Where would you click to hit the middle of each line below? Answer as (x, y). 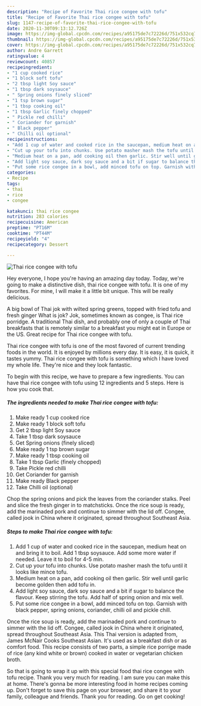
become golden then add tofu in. (55, 585)
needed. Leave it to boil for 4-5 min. (59, 559)
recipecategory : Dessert (38, 244)
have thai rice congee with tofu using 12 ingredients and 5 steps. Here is (95, 383)
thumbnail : (20, 39)
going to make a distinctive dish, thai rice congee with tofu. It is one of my (98, 285)
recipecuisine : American (38, 222)
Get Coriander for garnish (47, 474)
